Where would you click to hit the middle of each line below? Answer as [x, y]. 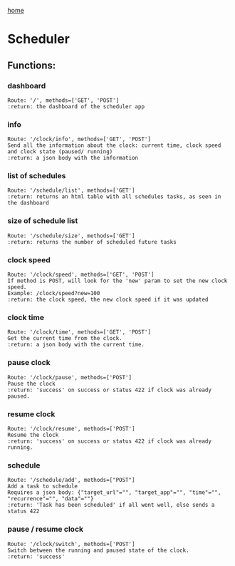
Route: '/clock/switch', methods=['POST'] [71, 544]
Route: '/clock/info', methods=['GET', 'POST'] [79, 139]
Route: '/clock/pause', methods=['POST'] [70, 377]
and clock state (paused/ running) [60, 152]
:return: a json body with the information [73, 158]
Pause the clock [31, 384]
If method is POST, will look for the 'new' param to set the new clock [117, 281]
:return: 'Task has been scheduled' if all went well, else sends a [111, 505]
